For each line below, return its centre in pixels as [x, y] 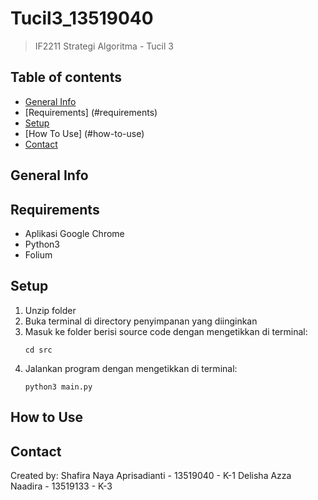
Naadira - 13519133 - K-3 [61, 486]
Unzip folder [50, 310]
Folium [38, 254]
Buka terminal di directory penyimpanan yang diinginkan [141, 321]
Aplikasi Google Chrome [74, 233]
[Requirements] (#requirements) [91, 112]
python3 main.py [58, 387]
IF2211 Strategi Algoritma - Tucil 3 [104, 46]
